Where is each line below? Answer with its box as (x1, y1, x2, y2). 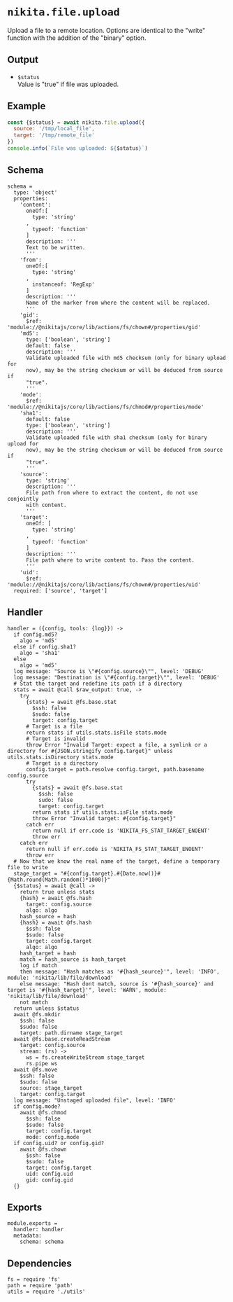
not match (20, 999, 49, 1006)
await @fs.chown (20, 1146, 68, 1153)
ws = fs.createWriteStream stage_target (25, 1053, 145, 1061)
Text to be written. (25, 244, 86, 251)
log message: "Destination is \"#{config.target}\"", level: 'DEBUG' (13, 674, 220, 681)
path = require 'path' (7, 1282, 73, 1289)
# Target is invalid (25, 735, 86, 742)
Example (7, 100, 46, 112)
